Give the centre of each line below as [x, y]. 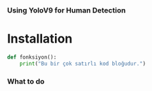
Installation [40, 39]
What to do [26, 81]
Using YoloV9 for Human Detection [66, 10]
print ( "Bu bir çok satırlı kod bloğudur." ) [83, 63]
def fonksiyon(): [32, 57]
